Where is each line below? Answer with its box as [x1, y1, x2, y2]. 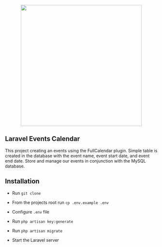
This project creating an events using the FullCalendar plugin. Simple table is [5, 148, 158, 153]
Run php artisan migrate [12, 228, 63, 233]
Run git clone [12, 190, 41, 196]
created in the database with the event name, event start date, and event [5, 153, 150, 159]
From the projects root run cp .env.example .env [12, 199, 109, 205]
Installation [5, 177, 40, 185]
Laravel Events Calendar [5, 135, 80, 143]
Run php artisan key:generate [12, 218, 74, 224]
